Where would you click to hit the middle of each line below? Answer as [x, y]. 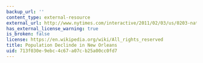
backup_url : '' [25, 12]
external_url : [24, 23]
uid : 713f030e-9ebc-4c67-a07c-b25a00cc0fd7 [62, 51]
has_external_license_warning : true [52, 28]
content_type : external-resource [48, 17]
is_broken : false [28, 34]
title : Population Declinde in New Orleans [62, 46]
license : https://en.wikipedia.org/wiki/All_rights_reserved [85, 40]
